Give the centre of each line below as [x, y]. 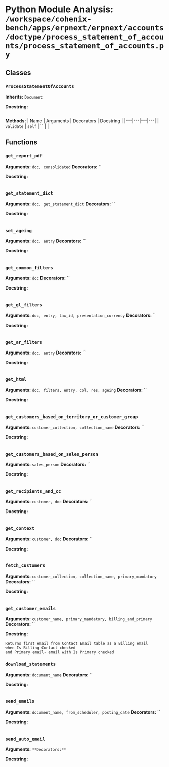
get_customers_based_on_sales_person [52, 454]
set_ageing [18, 230]
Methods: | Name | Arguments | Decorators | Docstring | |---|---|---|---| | [82, 121]
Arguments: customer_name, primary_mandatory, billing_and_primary [79, 619]
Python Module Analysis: [59, 9]
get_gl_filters [24, 305]
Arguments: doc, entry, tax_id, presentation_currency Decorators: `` [80, 315]
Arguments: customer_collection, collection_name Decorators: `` [75, 427]
